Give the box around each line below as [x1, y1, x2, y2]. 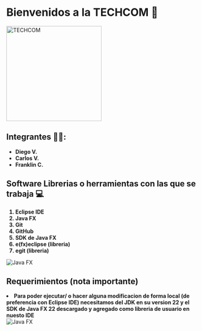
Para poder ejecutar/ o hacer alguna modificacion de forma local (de [14, 292, 190, 300]
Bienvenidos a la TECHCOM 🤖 [6, 5, 158, 19]
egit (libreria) [15, 246, 49, 254]
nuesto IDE [6, 312, 35, 319]
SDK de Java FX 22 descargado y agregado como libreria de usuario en [6, 305, 190, 313]
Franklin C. [15, 161, 44, 168]
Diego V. [15, 148, 38, 155]
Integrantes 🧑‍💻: [6, 132, 67, 142]
